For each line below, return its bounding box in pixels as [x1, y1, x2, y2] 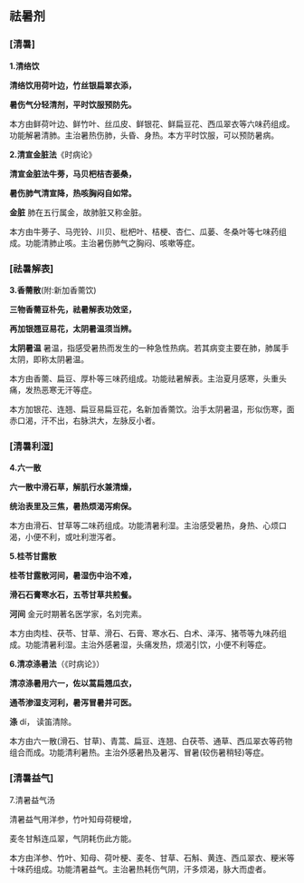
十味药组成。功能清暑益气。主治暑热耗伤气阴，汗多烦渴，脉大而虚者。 [9, 863, 271, 874]
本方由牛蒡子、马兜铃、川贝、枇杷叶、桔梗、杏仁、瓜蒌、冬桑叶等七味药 [9, 226, 279, 237]
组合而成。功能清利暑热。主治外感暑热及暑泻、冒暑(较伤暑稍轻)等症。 [9, 747, 270, 758]
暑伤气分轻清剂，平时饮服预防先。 [9, 99, 137, 110]
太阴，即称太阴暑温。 [9, 353, 89, 365]
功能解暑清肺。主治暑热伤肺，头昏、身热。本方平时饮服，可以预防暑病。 [9, 130, 279, 141]
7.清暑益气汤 [9, 794, 56, 805]
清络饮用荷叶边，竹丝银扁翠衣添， [9, 80, 137, 91]
